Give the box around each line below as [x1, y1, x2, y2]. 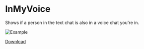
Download [5, 38, 26, 45]
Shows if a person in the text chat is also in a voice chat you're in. [5, 20, 139, 25]
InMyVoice [5, 3, 51, 15]
